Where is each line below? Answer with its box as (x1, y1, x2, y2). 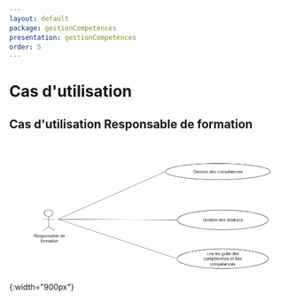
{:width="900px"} (9, 282, 75, 292)
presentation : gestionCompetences (9, 33, 137, 42)
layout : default (9, 14, 69, 23)
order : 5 (9, 42, 42, 51)
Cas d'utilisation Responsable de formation (9, 116, 253, 132)
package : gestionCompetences (9, 23, 117, 33)
